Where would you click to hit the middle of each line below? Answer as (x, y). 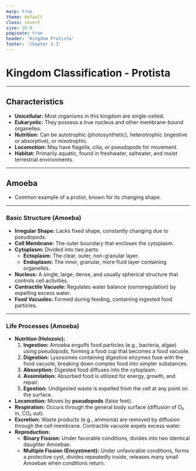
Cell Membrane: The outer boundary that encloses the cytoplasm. (94, 243)
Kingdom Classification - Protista (88, 73)
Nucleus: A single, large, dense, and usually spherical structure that (96, 274)
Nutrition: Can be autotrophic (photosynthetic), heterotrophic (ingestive (101, 135)
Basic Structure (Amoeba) (44, 218)
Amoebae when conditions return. (64, 463)
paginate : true (24, 33)
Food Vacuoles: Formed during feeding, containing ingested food (93, 299)
